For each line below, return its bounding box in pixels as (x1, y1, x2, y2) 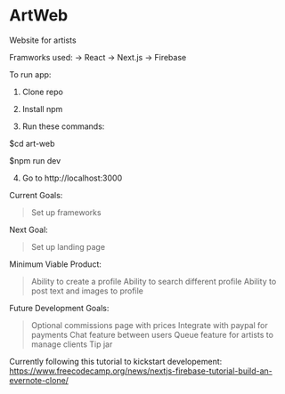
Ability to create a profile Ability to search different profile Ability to (30, 276, 277, 286)
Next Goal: (9, 224, 49, 235)
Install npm (21, 103, 63, 114)
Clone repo (21, 86, 64, 97)
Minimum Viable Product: (9, 259, 102, 269)
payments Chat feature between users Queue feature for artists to (30, 329, 274, 340)
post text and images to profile (30, 285, 144, 296)
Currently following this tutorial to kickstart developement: (9, 356, 223, 366)
